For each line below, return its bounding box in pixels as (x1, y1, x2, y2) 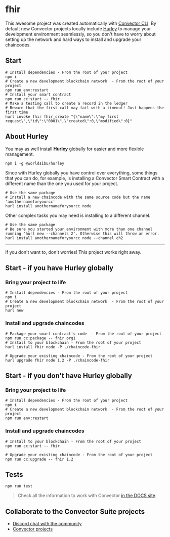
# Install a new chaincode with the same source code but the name (5, 195, 151, 200)
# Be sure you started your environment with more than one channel (5, 227, 153, 232)
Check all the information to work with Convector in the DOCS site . (17, 493, 157, 499)
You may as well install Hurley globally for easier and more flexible (5, 146, 144, 152)
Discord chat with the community (12, 521, 82, 527)
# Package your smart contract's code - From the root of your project (5, 331, 162, 336)
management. (5, 151, 34, 157)
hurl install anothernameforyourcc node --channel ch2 (5, 235, 123, 241)
